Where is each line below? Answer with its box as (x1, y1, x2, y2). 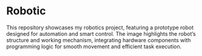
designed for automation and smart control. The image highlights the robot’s (6, 30, 196, 37)
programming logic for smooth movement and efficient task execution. (6, 43, 182, 50)
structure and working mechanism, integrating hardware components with (6, 36, 191, 43)
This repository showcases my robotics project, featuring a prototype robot (6, 24, 194, 31)
